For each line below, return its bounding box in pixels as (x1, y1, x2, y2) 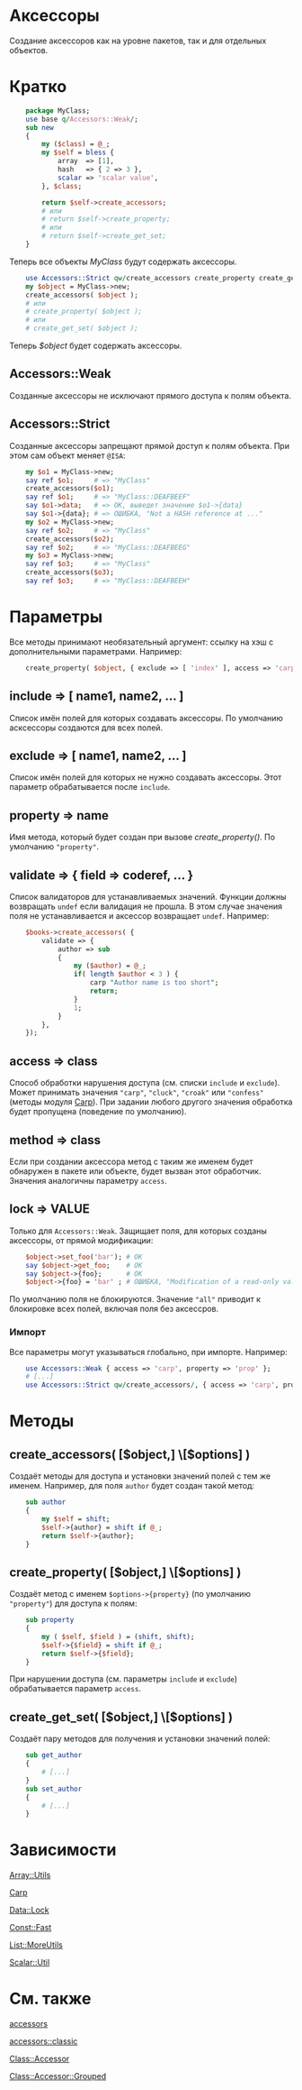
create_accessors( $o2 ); (25, 534, 115, 544)
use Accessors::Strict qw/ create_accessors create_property (25, 273, 255, 282)
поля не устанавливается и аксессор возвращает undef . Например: (9, 910, 270, 921)
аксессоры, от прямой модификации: (9, 1234, 154, 1245)
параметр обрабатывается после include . (9, 782, 171, 793)
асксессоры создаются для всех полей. (9, 722, 164, 733)
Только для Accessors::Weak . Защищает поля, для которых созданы (9, 1225, 268, 1236)
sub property (25, 1616, 75, 1625)
